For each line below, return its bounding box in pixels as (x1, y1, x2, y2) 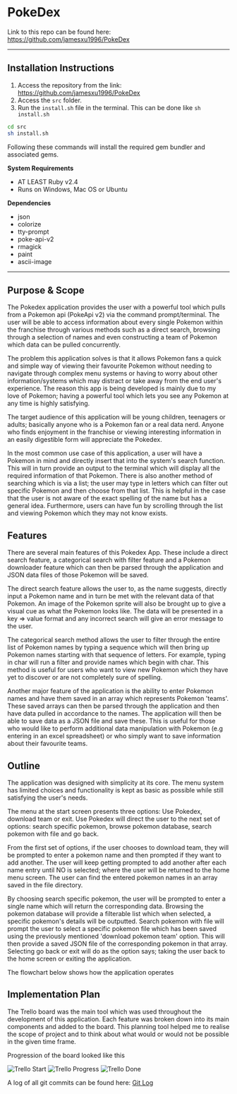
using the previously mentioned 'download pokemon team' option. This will (7, 932, 226, 940)
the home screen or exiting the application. (7, 954, 132, 963)
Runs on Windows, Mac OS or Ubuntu (17, 185, 128, 193)
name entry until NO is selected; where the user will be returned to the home (7, 865, 230, 874)
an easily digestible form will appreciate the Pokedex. (7, 435, 162, 444)
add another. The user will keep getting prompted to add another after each (7, 858, 227, 867)
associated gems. (7, 150, 59, 159)
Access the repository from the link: (17, 80, 122, 89)
